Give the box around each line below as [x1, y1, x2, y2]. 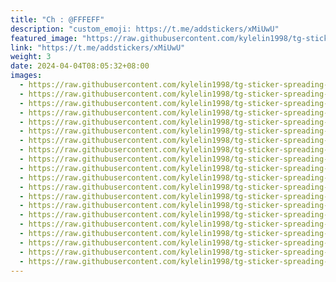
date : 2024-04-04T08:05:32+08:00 [10, 61, 150, 71]
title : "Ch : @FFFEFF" [10, 14, 105, 25]
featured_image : [10, 33, 78, 43]
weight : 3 [10, 52, 52, 62]
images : [10, 71, 43, 81]
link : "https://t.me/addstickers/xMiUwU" [10, 42, 186, 53]
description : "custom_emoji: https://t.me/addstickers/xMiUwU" [10, 24, 280, 34]
